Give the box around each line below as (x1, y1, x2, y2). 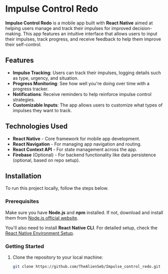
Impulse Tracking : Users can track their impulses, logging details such (12, 70, 161, 76)
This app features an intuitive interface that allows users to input (23, 30, 157, 37)
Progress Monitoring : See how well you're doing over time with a (12, 80, 150, 86)
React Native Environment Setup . (5, 230, 75, 236)
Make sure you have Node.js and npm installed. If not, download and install (5, 209, 163, 216)
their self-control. (5, 41, 42, 47)
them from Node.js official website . (5, 215, 79, 221)
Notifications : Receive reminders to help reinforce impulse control (12, 91, 152, 97)
